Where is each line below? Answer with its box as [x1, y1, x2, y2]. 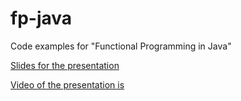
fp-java [10, 7, 73, 30]
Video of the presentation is [10, 78, 125, 91]
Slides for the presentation [10, 59, 120, 71]
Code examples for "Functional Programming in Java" [10, 40, 232, 52]
